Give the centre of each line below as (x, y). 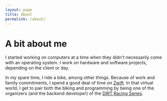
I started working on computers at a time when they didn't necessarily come (84, 57)
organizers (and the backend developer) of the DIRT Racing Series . (74, 94)
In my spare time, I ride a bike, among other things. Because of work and (80, 78)
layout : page (19, 10)
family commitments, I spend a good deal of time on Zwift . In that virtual (79, 83)
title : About (19, 14)
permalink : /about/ (25, 19)
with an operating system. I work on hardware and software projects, (76, 63)
